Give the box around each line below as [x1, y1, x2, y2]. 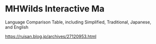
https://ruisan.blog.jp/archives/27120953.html [5, 33, 97, 39]
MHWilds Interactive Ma [5, 3, 104, 14]
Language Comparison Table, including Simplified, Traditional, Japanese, [5, 19, 152, 25]
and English [5, 24, 29, 30]
